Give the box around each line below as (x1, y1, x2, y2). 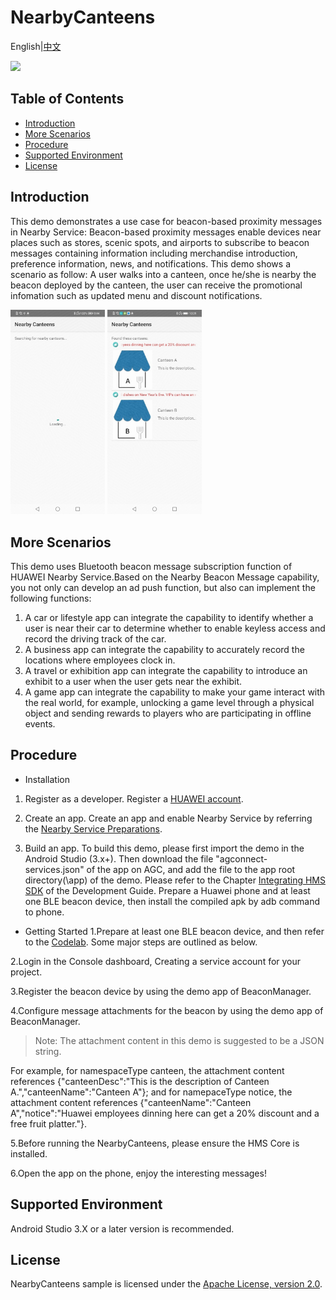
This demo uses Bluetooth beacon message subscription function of (10, 561, 293, 573)
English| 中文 (10, 40, 62, 52)
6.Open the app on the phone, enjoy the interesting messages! (10, 1167, 267, 1179)
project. (10, 966, 43, 978)
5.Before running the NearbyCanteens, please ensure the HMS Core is (10, 1137, 300, 1149)
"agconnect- (215, 852, 268, 865)
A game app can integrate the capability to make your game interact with (24, 686, 326, 698)
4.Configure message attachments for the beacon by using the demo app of (10, 1004, 324, 1016)
